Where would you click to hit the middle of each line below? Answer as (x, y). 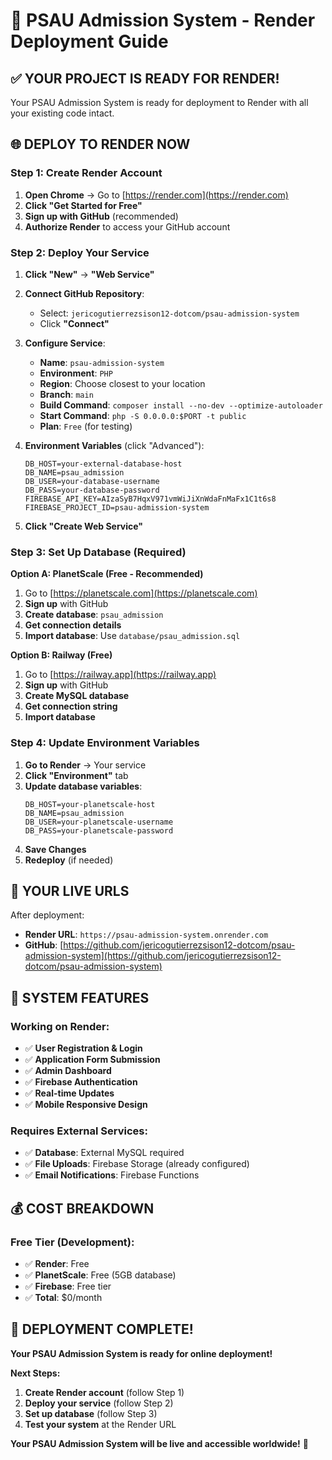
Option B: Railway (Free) (61, 655)
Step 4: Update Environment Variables (105, 743)
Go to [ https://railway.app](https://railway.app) (120, 675)
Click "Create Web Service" (84, 526)
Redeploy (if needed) (69, 860)
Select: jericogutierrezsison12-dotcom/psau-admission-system (169, 313)
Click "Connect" (74, 323)
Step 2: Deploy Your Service (80, 252)
